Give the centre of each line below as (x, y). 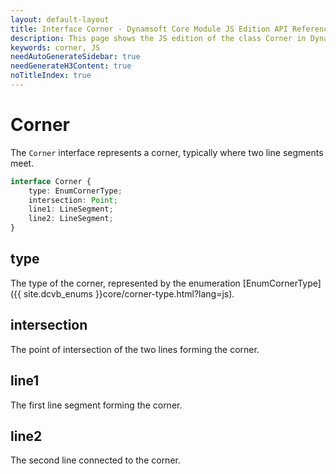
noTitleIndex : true (51, 76)
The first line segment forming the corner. (96, 405)
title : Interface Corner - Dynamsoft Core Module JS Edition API (149, 29)
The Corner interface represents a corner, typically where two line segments (167, 152)
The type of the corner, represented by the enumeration (125, 283)
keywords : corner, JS (55, 47)
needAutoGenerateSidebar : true (75, 57)
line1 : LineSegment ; (71, 209)
